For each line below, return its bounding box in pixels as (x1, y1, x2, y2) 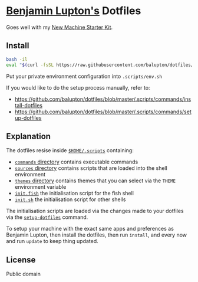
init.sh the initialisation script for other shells (14, 196, 126, 203)
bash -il (6, 56, 28, 63)
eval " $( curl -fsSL (6, 62, 54, 68)
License (6, 255, 36, 265)
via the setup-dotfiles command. (6, 214, 88, 221)
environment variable (14, 183, 67, 191)
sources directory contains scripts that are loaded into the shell (14, 165, 168, 172)
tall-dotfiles (14, 101, 43, 109)
